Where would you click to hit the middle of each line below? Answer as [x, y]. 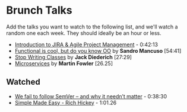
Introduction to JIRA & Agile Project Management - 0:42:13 [86, 44]
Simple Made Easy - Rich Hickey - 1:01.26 [66, 103]
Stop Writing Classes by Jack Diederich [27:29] [73, 57]
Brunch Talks [39, 10]
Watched [23, 82]
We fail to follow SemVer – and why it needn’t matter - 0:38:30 [91, 96]
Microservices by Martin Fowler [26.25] [64, 63]
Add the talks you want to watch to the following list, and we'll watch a [92, 27]
